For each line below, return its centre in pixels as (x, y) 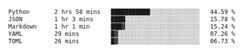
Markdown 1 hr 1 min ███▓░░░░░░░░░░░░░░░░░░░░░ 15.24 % (122, 26)
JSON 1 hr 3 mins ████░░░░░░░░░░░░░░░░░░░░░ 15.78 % (122, 19)
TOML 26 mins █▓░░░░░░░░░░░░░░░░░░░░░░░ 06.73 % (122, 41)
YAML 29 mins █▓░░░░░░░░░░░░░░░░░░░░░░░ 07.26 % (122, 34)
